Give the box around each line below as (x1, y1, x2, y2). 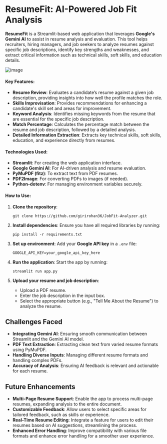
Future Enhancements (5, 382, 76, 391)
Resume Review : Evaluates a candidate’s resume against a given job (12, 89, 154, 95)
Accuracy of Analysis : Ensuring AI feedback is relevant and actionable (12, 362, 159, 368)
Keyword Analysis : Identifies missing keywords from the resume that (12, 111, 156, 117)
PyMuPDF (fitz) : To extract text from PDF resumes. (12, 170, 118, 176)
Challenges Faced (5, 317, 62, 326)
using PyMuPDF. (12, 346, 47, 353)
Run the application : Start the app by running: (12, 259, 108, 265)
